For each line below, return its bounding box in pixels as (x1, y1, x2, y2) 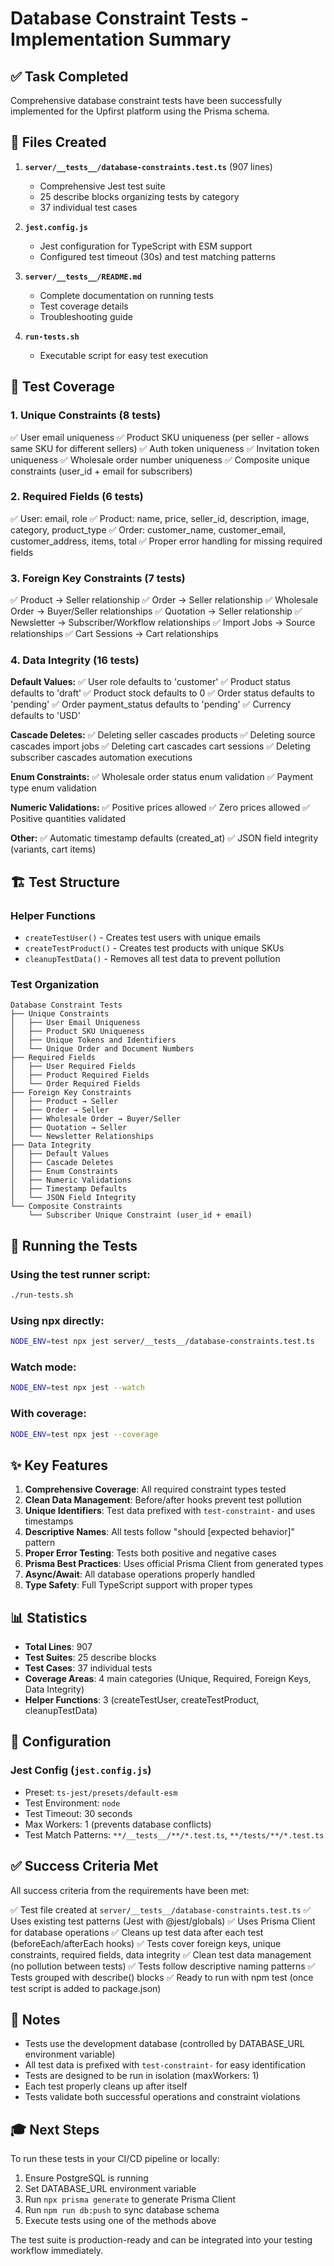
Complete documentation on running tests (39, 289, 214, 301)
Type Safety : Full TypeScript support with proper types (24, 1579, 253, 1591)
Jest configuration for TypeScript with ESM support (39, 240, 253, 252)
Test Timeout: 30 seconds (24, 1807, 133, 1819)
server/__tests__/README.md (24, 272, 142, 282)
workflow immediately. (10, 2245, 104, 2257)
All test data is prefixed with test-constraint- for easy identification (24, 2059, 307, 2071)
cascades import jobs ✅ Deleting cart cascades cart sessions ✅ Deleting (10, 740, 311, 752)
